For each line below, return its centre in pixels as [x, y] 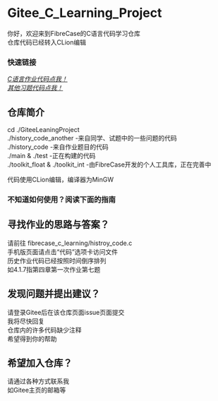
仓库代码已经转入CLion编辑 [47, 42]
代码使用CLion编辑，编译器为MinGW [61, 180]
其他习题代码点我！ [35, 88]
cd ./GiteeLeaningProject [43, 130]
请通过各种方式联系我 [38, 381]
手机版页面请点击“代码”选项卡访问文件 [63, 251]
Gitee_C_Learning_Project [85, 13]
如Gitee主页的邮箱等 [37, 390]
